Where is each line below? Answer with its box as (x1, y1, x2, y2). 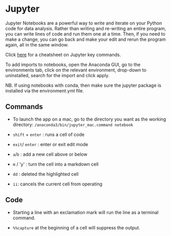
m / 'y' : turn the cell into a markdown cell (12, 161, 99, 167)
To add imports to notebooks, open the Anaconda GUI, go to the (5, 61, 141, 67)
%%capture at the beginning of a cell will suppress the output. (12, 224, 141, 230)
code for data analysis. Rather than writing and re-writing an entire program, (5, 25, 166, 31)
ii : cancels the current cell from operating (12, 181, 102, 187)
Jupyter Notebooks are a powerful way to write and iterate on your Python (5, 20, 162, 26)
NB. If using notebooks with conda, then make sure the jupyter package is (5, 82, 161, 88)
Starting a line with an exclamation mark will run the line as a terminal (12, 209, 159, 215)
